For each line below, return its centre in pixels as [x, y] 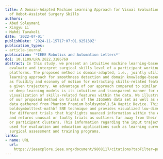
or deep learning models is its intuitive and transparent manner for [82, 91]
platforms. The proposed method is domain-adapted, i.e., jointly [78, 73]
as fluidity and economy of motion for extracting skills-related [78, 81]
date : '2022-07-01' [25, 37]
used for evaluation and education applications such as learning [78, 127]
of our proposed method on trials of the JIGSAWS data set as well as [82, 100]
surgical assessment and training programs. [55, 131]
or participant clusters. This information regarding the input [76, 122]
